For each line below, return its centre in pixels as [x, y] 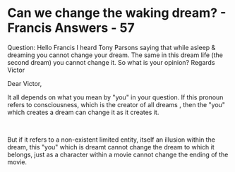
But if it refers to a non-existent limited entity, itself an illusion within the [111, 140]
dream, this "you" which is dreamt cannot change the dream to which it [111, 147]
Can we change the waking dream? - [117, 13]
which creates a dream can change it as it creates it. [83, 112]
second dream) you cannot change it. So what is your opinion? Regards [111, 62]
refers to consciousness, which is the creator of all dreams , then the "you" [116, 104]
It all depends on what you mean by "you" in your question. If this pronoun [115, 97]
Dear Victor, [25, 83]
